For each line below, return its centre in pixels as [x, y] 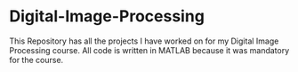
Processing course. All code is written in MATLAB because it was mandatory [149, 50]
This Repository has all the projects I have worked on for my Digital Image [144, 41]
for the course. [36, 60]
